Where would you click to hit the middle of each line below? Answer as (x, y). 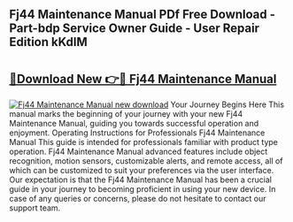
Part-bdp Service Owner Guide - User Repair (134, 29)
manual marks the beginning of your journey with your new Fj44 (126, 114)
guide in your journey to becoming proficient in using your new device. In (143, 189)
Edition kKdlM (48, 42)
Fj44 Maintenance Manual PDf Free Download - (143, 15)
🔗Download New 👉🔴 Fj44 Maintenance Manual (143, 79)
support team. (35, 208)
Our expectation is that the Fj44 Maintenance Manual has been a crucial (141, 180)
